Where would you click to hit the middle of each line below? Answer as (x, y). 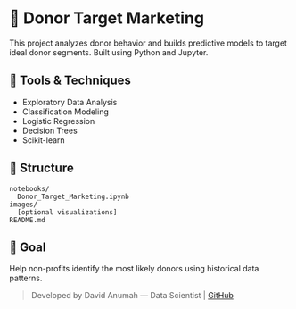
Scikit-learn (43, 140)
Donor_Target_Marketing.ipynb (73, 196)
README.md (28, 220)
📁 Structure (41, 168)
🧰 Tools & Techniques (70, 81)
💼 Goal (28, 247)
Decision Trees (49, 130)
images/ (24, 205)
